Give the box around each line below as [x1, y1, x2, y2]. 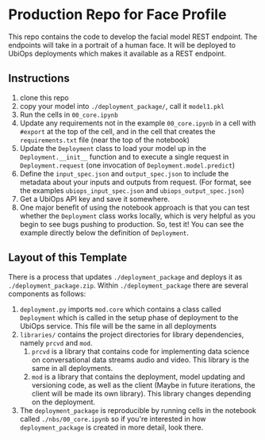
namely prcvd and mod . [19, 338, 93, 347]
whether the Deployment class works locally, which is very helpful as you [19, 210, 256, 220]
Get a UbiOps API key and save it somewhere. [19, 194, 171, 203]
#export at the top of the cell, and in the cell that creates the [19, 126, 216, 136]
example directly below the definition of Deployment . [19, 228, 189, 237]
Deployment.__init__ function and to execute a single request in [19, 152, 229, 161]
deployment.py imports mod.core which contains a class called [19, 304, 221, 314]
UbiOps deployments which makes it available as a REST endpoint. [8, 48, 226, 58]
